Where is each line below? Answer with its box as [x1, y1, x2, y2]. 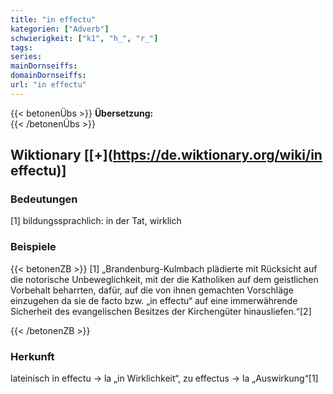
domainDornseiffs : [10, 71, 87, 81]
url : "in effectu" [10, 80, 87, 90]
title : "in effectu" [10, 14, 97, 25]
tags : [10, 42, 33, 53]
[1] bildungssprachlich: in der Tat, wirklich [10, 215, 182, 227]
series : [10, 52, 43, 62]
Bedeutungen [10, 192, 78, 206]
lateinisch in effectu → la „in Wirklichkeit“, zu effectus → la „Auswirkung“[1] [10, 372, 319, 385]
